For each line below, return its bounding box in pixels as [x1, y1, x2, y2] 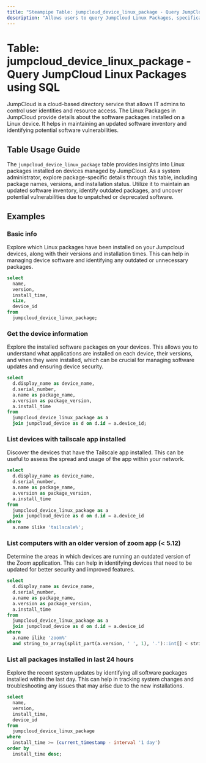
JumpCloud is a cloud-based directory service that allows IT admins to [7, 101, 185, 108]
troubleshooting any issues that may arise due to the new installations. [7, 682, 184, 689]
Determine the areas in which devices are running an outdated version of [7, 553, 191, 560]
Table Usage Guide [7, 144, 81, 155]
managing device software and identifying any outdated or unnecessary [7, 256, 188, 264]
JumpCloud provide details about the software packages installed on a [7, 114, 185, 121]
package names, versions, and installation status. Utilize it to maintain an [7, 180, 190, 188]
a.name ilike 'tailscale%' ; [12, 524, 84, 531]
